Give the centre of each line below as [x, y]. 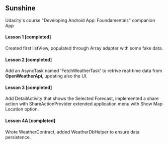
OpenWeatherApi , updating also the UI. [46, 76]
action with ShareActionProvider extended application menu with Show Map [84, 104]
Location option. [22, 109]
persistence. [18, 137]
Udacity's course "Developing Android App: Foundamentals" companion [80, 20]
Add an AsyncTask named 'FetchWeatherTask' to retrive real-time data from [84, 71]
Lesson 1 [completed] [28, 37]
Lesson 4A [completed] [30, 121]
